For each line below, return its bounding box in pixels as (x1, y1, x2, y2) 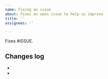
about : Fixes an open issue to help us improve (5, 12, 104, 16)
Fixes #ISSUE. (5, 38, 33, 44)
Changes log (5, 52, 45, 61)
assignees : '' (5, 20, 34, 26)
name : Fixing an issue (5, 7, 51, 12)
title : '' (5, 16, 25, 21)
